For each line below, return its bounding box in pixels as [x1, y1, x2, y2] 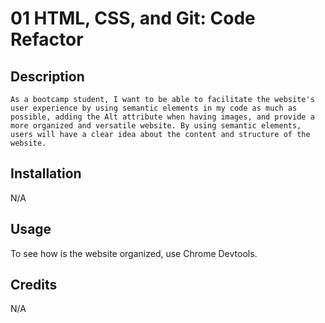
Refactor [10, 28, 84, 51]
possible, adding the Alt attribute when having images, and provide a [10, 112, 315, 122]
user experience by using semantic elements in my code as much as [10, 103, 298, 113]
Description [10, 68, 85, 85]
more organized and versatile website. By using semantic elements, [10, 121, 302, 131]
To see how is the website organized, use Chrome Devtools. [10, 247, 258, 259]
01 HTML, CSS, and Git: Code [10, 7, 256, 30]
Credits [10, 277, 58, 294]
